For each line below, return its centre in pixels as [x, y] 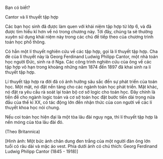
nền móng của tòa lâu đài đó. [34, 122]
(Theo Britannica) [23, 131]
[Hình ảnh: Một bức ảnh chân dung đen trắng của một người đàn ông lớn [78, 141]
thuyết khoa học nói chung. [32, 108]
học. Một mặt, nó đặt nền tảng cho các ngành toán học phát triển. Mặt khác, [82, 87]
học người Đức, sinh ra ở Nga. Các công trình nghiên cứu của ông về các [78, 62]
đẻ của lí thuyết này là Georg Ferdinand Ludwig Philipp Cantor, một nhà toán [81, 57]
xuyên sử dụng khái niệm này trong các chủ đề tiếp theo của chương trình [79, 37]
